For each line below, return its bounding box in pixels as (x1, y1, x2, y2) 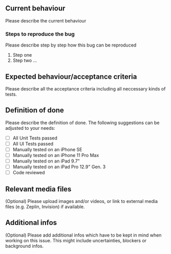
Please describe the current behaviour (5, 17, 87, 24)
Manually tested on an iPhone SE (12, 146, 82, 152)
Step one (12, 52, 32, 58)
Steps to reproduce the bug (5, 30, 75, 37)
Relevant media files (5, 184, 72, 193)
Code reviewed (12, 170, 45, 176)
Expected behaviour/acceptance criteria (5, 72, 137, 81)
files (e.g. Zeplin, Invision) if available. (5, 203, 85, 210)
